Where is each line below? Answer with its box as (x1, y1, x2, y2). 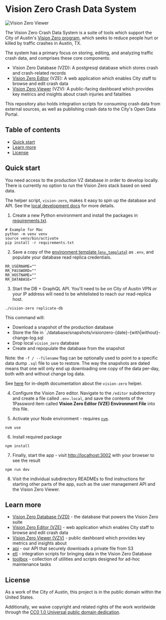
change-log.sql (12, 335, 44, 341)
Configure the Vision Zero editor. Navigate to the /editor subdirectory (12, 390, 156, 396)
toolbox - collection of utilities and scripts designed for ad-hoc (12, 556, 140, 562)
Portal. (5, 111, 19, 117)
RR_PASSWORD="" (5, 268, 37, 273)
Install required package (12, 434, 62, 440)
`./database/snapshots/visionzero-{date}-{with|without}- (44, 329, 161, 335)
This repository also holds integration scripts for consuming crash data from (5, 100, 161, 106)
